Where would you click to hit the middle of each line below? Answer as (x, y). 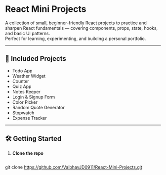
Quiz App (22, 86)
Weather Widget (29, 76)
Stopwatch (23, 113)
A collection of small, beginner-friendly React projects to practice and (76, 23)
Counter (21, 81)
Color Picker (25, 102)
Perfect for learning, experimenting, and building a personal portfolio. (76, 39)
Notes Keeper (26, 91)
